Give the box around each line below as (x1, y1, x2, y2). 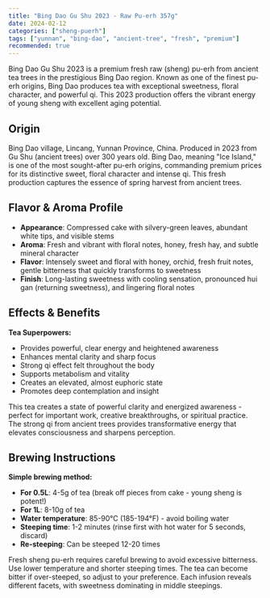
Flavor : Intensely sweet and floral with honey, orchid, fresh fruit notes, (19, 256, 254, 267)
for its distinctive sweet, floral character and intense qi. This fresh (8, 169, 226, 179)
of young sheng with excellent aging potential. (8, 99, 162, 108)
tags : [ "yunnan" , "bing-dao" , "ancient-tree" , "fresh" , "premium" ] (8, 34, 240, 43)
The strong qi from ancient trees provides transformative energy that (8, 419, 237, 428)
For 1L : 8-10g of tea (19, 505, 85, 515)
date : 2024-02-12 (8, 19, 67, 27)
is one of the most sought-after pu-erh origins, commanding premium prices (8, 160, 262, 170)
